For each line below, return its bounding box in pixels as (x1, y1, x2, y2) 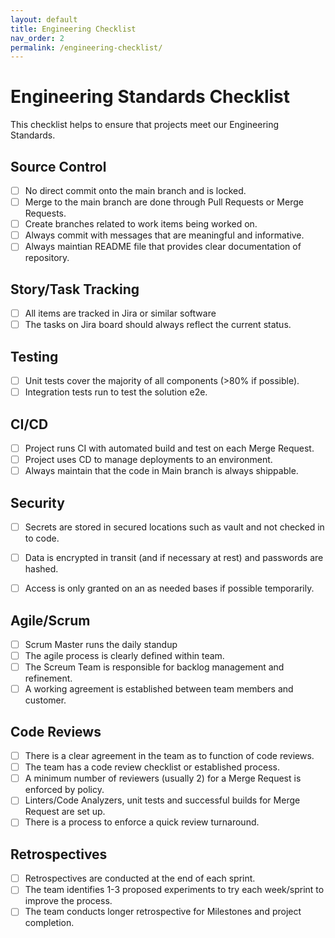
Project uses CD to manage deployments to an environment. (24, 454, 273, 466)
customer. (24, 694, 67, 706)
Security (10, 494, 65, 511)
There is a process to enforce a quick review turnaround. (24, 816, 260, 828)
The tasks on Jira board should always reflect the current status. (24, 319, 292, 331)
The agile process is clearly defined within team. (24, 650, 225, 662)
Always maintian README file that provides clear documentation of (24, 241, 302, 253)
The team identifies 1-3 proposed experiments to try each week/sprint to (24, 884, 325, 896)
